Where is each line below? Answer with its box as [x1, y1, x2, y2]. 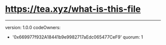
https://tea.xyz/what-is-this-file [5, 3, 141, 15]
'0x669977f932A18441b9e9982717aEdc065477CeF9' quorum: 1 [12, 34, 143, 40]
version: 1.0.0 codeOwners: [5, 24, 61, 30]
